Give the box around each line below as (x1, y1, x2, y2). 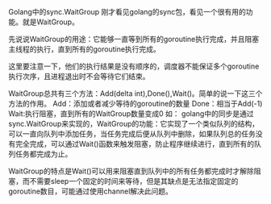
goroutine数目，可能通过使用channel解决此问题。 (8, 186, 173, 196)
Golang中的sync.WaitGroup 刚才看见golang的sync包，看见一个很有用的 (8, 7, 246, 16)
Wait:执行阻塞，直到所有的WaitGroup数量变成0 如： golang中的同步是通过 (8, 109, 254, 119)
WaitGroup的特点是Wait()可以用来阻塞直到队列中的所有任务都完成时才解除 (8, 166, 254, 176)
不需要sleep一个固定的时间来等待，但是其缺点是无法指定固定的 (29, 177, 239, 185)
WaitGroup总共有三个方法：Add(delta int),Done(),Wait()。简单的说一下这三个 (8, 89, 263, 98)
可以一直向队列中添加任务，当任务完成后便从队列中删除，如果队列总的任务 (8, 129, 256, 139)
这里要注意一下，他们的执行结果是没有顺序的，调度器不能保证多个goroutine (8, 61, 260, 71)
